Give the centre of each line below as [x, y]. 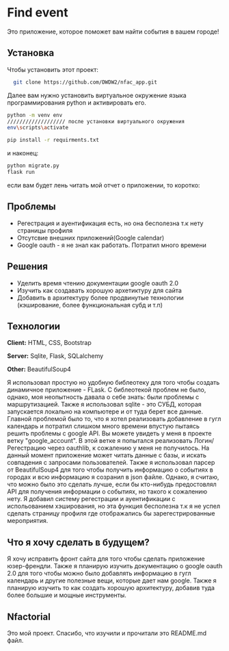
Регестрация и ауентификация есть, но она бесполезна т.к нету [110, 223]
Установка [31, 53]
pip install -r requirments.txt [53, 140]
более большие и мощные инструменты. [67, 595]
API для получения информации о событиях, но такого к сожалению [107, 492]
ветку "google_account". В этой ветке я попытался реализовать [100, 441]
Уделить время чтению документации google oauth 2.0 [98, 283]
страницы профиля [45, 230]
